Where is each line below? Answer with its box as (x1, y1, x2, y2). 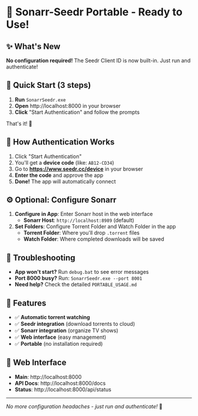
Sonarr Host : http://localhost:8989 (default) (23, 217, 134, 224)
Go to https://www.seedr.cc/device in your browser (14, 165, 143, 172)
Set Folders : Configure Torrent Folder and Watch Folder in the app (14, 223, 176, 230)
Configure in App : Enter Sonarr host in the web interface (14, 211, 153, 218)
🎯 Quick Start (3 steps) (6, 80, 91, 90)
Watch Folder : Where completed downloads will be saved (23, 235, 164, 243)
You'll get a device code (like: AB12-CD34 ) (14, 159, 114, 166)
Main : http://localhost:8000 (14, 373, 82, 380)
